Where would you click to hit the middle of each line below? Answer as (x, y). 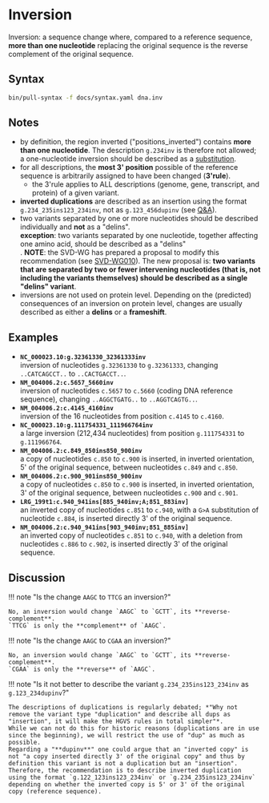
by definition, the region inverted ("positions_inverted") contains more (135, 142)
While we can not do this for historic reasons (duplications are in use (134, 728)
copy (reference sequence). (55, 792)
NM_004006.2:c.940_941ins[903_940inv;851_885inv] (104, 528)
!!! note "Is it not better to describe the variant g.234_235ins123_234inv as (129, 684)
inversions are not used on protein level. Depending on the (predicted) (136, 295)
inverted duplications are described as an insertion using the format (133, 201)
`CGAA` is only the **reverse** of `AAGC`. (82, 670)
